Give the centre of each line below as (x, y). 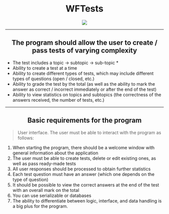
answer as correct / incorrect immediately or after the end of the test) (84, 89)
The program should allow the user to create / (84, 43)
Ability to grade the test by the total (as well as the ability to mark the (84, 84)
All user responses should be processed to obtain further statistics (81, 169)
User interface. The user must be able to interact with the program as (89, 132)
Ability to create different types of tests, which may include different (83, 73)
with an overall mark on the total (46, 190)
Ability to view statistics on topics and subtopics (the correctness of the (87, 94)
